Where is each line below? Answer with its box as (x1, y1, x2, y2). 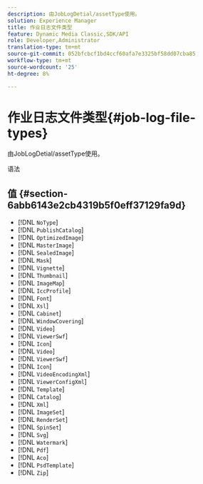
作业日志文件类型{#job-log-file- (7, 109, 196, 126)
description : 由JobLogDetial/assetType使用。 (7, 10, 141, 18)
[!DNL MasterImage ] (17, 241, 75, 250)
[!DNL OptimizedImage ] (17, 233, 84, 242)
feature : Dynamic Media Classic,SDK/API (7, 30, 130, 38)
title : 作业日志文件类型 (7, 24, 73, 31)
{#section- (19, 187, 68, 200)
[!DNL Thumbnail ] (17, 271, 68, 280)
